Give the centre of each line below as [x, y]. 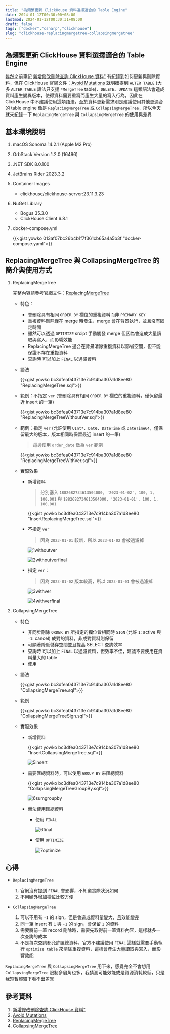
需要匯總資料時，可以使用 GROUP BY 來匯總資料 [76, 773]
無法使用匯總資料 [46, 809]
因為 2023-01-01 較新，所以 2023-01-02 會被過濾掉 [92, 540]
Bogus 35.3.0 [34, 213]
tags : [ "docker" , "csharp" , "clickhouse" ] [49, 29]
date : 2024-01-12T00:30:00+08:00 [40, 15]
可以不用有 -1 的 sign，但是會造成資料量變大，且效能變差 [80, 917]
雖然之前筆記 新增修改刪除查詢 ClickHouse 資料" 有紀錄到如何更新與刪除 [80, 76]
